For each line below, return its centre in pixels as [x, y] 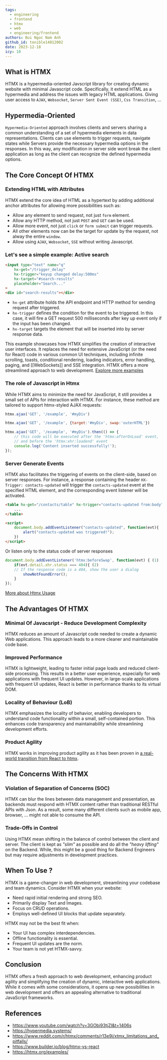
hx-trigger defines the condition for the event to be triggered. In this [83, 313]
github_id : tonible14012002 [34, 42]
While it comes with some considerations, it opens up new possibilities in [80, 987]
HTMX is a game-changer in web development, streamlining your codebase [83, 883]
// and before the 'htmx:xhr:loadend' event [61, 442]
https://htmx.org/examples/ [40, 1052]
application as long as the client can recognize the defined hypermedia [78, 154]
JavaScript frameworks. [30, 998]
